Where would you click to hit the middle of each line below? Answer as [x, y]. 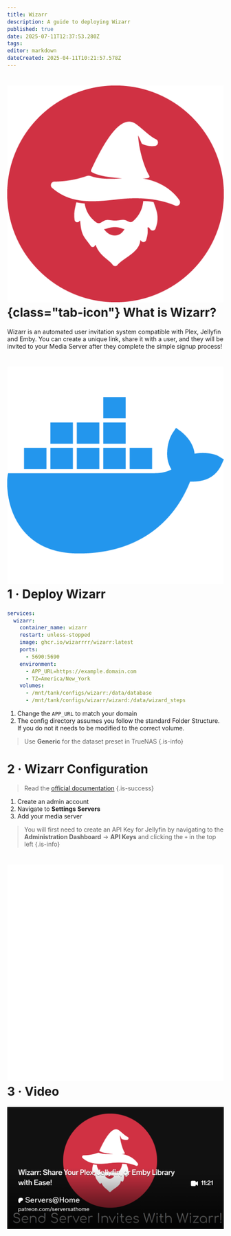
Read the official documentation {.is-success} [89, 788]
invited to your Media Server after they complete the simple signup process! [114, 346]
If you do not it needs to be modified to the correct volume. [101, 728]
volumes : [32, 686]
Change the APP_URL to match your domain [77, 714]
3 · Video [33, 1092]
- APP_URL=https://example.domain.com [81, 671]
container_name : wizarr [54, 628]
